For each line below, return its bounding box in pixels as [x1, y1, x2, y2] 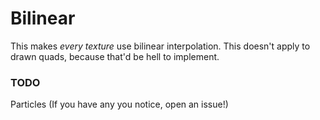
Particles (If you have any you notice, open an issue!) [10, 98, 229, 111]
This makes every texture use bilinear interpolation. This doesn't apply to [10, 40, 311, 52]
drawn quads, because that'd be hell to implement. [10, 50, 220, 62]
